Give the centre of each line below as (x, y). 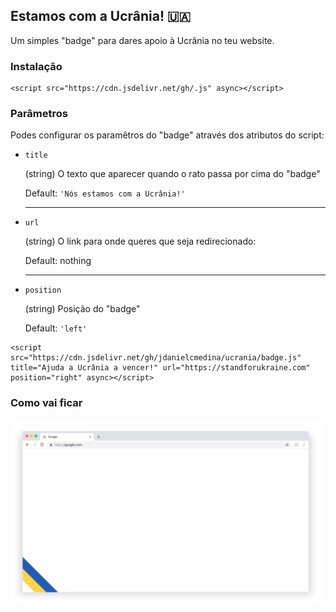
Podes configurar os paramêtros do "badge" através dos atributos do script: (167, 135)
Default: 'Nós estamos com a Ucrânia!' (105, 193)
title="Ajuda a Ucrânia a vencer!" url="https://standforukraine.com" (160, 368)
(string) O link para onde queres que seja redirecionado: (140, 241)
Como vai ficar (46, 403)
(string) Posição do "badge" (82, 309)
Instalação (36, 66)
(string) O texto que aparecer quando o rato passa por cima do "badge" (172, 174)
